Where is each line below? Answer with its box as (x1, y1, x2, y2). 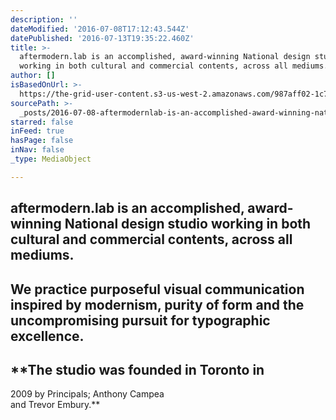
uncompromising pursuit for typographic (10, 312, 271, 329)
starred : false (10, 117, 74, 127)
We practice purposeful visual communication (10, 281, 305, 298)
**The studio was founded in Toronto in (10, 361, 265, 378)
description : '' (10, 14, 78, 25)
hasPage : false (10, 136, 74, 146)
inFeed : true (10, 126, 65, 136)
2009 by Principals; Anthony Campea (10, 388, 165, 400)
